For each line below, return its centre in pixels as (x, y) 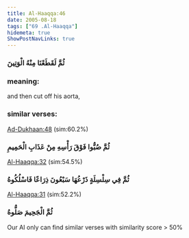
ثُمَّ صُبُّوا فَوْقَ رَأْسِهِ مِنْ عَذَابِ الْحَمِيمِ (59, 147)
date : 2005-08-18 (32, 20)
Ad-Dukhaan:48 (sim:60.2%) (48, 129)
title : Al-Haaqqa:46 (37, 13)
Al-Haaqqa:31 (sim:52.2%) (45, 194)
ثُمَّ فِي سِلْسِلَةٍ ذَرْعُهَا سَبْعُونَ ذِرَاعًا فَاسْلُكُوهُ (68, 179)
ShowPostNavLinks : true (41, 39)
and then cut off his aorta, (44, 96)
